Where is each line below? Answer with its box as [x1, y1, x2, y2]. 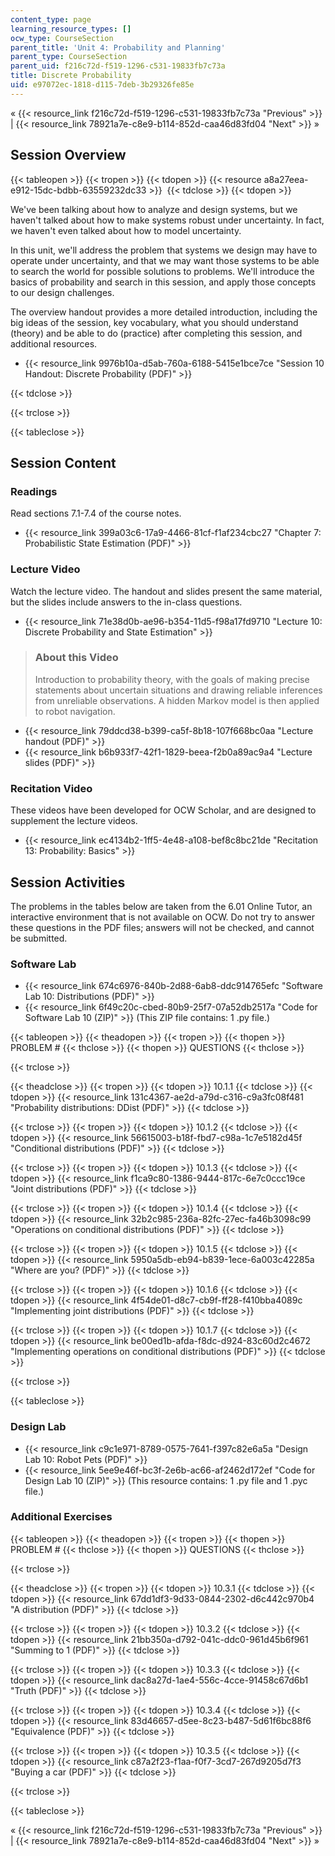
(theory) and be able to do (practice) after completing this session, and [10, 327, 303, 339]
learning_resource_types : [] [10, 24, 132, 34]
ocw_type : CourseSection [10, 33, 114, 43]
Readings [10, 484, 58, 498]
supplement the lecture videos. [10, 815, 138, 827]
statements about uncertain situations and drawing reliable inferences [34, 684, 323, 696]
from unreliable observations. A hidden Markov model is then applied [34, 694, 320, 706]
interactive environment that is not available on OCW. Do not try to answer [10, 911, 316, 923]
